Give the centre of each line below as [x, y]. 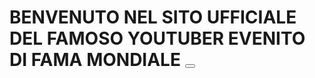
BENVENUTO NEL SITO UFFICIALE [153, 17]
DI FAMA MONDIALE [95, 60]
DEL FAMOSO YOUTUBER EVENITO [157, 38]
